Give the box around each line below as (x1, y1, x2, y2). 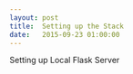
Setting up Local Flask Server (9, 55, 120, 66)
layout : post (9, 13, 59, 23)
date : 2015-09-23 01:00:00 (9, 30, 120, 39)
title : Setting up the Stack (9, 22, 125, 31)
